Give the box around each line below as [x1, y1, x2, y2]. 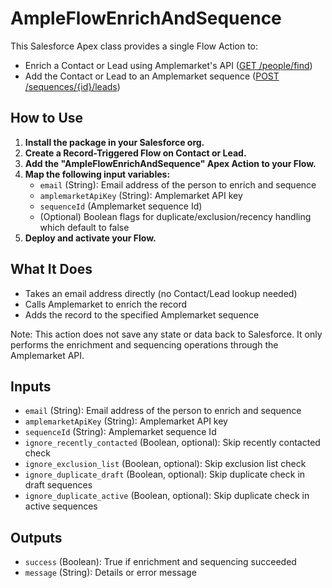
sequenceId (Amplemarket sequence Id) [39, 200, 203, 212]
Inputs [10, 378, 52, 395]
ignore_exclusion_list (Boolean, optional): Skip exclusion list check [24, 458, 307, 470]
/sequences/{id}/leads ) [24, 80, 121, 92]
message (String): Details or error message [24, 567, 197, 579]
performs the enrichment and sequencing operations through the [10, 338, 279, 351]
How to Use [10, 110, 84, 127]
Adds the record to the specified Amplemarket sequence [24, 308, 260, 321]
